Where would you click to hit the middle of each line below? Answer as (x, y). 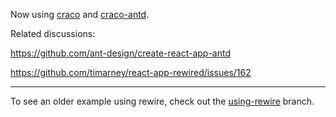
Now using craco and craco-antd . (80, 14)
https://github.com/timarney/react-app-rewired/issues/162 (131, 72)
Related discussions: (53, 33)
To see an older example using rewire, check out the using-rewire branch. (162, 101)
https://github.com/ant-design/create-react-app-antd (121, 53)
